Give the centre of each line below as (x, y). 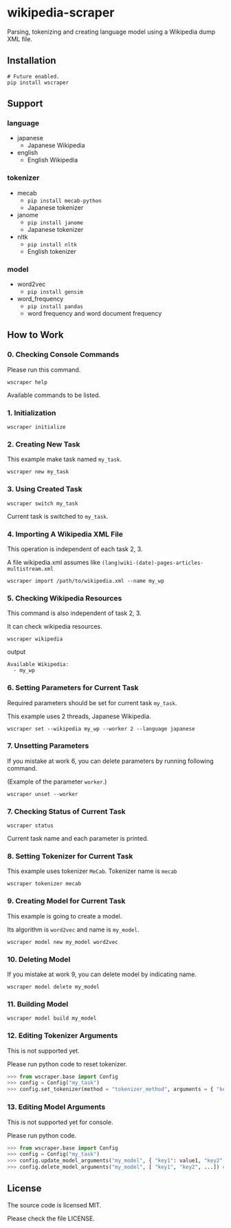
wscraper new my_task (38, 472)
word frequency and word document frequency (95, 314)
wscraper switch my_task (43, 504)
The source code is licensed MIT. (54, 1205)
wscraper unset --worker (43, 794)
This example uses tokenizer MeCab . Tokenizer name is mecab (92, 871)
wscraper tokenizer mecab (44, 884)
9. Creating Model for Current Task (66, 901)
